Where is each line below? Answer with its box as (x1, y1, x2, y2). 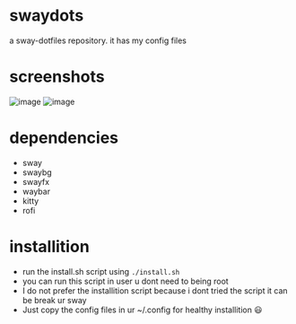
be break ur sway (22, 294, 87, 305)
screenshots (9, 66, 105, 87)
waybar (22, 186, 51, 197)
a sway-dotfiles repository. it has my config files (9, 35, 187, 46)
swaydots (9, 5, 84, 26)
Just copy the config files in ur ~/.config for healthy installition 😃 (22, 304, 263, 315)
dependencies (9, 127, 119, 148)
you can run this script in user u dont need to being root (22, 276, 229, 286)
